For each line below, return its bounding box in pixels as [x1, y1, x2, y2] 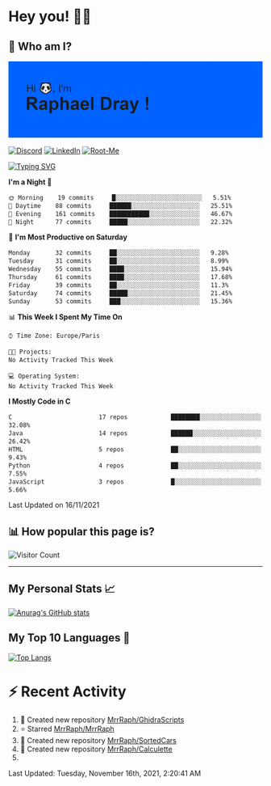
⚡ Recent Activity [8, 682, 127, 700]
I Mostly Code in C [8, 396, 71, 407]
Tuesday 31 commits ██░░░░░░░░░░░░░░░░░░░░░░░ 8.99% [8, 257, 229, 265]
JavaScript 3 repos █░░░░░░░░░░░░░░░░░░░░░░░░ [8, 478, 262, 486]
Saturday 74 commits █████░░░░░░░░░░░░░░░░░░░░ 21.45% [8, 289, 232, 298]
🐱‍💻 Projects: [8, 348, 52, 357]
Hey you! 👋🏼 [8, 7, 92, 26]
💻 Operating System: [8, 372, 81, 381]
